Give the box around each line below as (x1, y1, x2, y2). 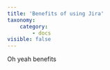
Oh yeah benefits (7, 55, 57, 63)
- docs (32, 29, 52, 37)
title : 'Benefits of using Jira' (7, 10, 104, 17)
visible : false (7, 36, 52, 43)
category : (19, 23, 49, 30)
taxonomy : (7, 17, 36, 24)
